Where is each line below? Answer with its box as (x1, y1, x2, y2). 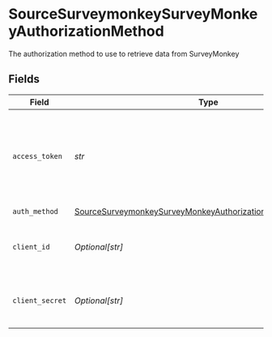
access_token (12, 151, 63, 160)
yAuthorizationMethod (8, 22, 164, 41)
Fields (8, 72, 40, 86)
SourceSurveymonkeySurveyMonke (8, 5, 258, 23)
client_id (12, 242, 50, 251)
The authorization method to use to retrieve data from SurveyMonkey (8, 49, 240, 58)
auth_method (12, 207, 59, 216)
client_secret (12, 296, 67, 305)
